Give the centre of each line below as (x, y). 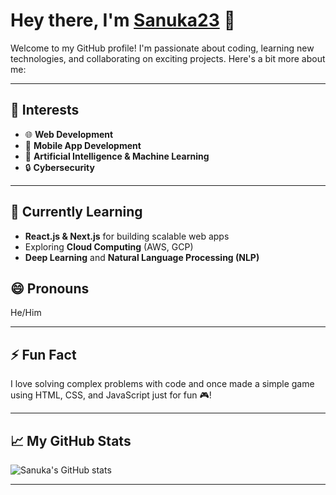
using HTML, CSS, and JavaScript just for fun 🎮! (111, 395)
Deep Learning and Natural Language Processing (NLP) (142, 257)
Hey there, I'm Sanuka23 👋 (123, 20)
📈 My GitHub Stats (71, 440)
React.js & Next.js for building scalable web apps (127, 236)
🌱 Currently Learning (76, 212)
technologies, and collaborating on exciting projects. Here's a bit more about (168, 58)
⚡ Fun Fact (43, 354)
